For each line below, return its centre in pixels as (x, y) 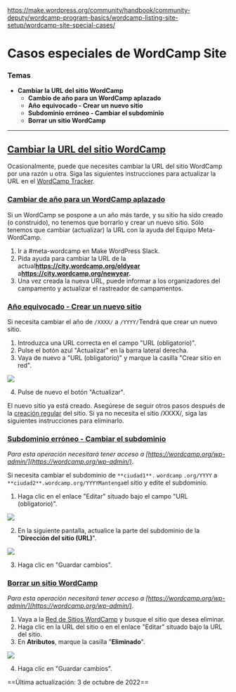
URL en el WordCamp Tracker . (51, 181)
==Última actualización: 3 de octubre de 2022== (78, 682)
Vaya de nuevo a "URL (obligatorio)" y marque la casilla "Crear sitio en (119, 357)
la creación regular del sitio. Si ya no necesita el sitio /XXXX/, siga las (107, 413)
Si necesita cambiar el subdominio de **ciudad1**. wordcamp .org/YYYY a (112, 475)
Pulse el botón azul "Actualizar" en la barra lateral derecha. (103, 350)
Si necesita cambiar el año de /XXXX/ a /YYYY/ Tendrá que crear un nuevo (112, 321)
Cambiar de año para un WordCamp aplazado (86, 200)
